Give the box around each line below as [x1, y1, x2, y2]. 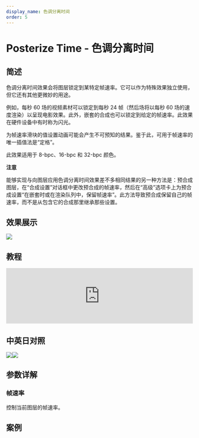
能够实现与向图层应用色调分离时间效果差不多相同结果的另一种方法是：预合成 [6, 176, 193, 183]
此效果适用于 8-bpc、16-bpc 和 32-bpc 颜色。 [6, 151, 120, 158]
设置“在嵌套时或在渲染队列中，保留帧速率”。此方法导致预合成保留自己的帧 [11, 191, 192, 198]
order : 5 [6, 14, 28, 20]
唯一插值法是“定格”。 [6, 139, 58, 146]
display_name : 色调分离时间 [6, 8, 70, 15]
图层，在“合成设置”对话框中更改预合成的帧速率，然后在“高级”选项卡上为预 [6, 183, 187, 191]
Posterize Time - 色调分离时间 [6, 41, 154, 55]
